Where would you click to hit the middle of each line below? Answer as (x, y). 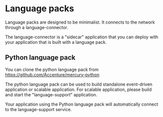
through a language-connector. (37, 27)
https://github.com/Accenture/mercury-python (52, 75)
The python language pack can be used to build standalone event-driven (79, 84)
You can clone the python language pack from (52, 69)
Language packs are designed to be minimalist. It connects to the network (80, 22)
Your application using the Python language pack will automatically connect (82, 104)
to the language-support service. (39, 109)
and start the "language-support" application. (51, 94)
